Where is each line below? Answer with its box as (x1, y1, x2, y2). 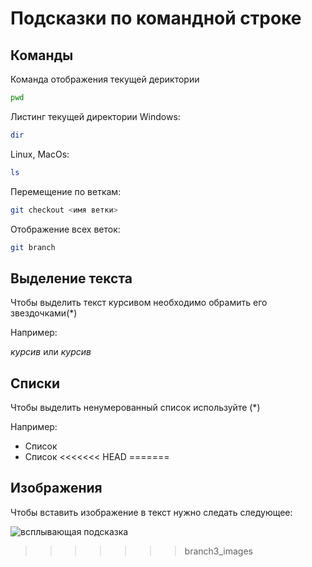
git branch (10, 242, 56, 252)
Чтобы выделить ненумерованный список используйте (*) (10, 402, 261, 413)
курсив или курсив (10, 346, 92, 358)
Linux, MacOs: (10, 148, 70, 160)
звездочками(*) (10, 307, 78, 319)
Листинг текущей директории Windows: (10, 110, 181, 122)
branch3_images (184, 545, 253, 557)
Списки (10, 375, 61, 392)
